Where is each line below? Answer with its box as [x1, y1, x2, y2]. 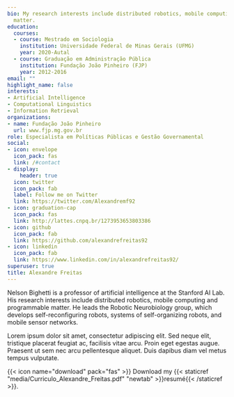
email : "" [7, 75, 36, 82]
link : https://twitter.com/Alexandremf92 [13, 198, 136, 205]
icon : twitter [13, 178, 54, 185]
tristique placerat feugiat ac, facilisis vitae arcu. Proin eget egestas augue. [7, 338, 220, 347]
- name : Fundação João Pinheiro [7, 120, 101, 127]
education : [7, 23, 39, 30]
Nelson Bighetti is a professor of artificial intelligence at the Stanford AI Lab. [7, 288, 225, 297]
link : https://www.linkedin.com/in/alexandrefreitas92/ [13, 256, 179, 263]
